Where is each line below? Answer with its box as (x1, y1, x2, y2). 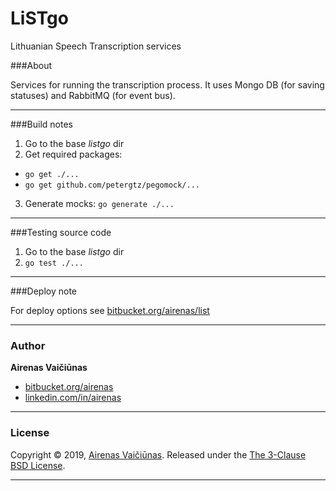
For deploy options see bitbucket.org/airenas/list (10, 304, 210, 316)
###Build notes (10, 118, 73, 130)
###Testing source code (10, 226, 112, 238)
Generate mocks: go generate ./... (24, 197, 175, 209)
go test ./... (24, 258, 84, 268)
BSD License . (10, 459, 66, 471)
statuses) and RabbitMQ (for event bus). (10, 89, 176, 101)
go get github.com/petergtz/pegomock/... (24, 180, 200, 190)
